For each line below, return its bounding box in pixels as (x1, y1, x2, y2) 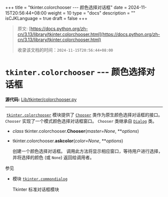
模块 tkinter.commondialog (12, 175, 67, 181)
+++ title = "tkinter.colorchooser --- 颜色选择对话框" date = (5, 5, 127, 10)
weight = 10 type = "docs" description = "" (47, 10, 135, 16)
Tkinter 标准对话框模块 (12, 186, 59, 192)
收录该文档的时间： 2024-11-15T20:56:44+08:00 (17, 47, 113, 53)
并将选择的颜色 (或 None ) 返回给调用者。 (12, 154, 94, 160)
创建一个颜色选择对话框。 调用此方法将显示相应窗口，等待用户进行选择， (12, 148, 163, 154)
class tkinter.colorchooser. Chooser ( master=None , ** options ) (12, 128, 139, 134)
